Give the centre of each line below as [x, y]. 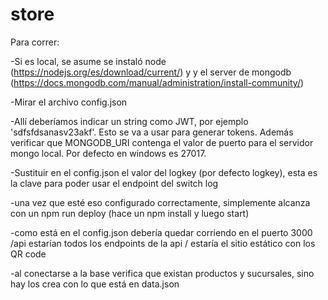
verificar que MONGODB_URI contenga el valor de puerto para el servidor [162, 142]
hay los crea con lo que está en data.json [95, 284]
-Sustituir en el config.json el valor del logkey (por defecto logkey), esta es [164, 172]
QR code [28, 254]
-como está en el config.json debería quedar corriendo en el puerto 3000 [161, 232]
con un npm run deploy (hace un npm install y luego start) [130, 213]
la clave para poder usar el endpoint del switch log [114, 183]
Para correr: [35, 42]
